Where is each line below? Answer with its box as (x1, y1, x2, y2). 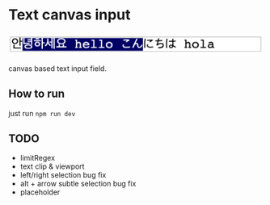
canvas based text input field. (8, 63, 108, 73)
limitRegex (19, 153, 55, 163)
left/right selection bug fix (19, 170, 107, 180)
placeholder (19, 187, 61, 197)
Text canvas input (8, 6, 131, 24)
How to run (8, 87, 65, 101)
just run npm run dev (8, 108, 76, 118)
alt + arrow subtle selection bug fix (19, 179, 137, 189)
